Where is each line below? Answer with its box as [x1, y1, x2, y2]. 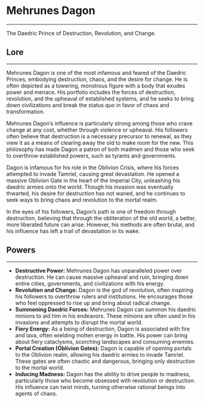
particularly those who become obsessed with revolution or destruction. [15, 377, 195, 384]
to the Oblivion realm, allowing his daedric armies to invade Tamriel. [15, 351, 185, 358]
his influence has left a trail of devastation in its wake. [6, 227, 141, 234]
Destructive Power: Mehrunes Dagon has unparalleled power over [15, 267, 183, 274]
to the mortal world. [15, 363, 65, 371]
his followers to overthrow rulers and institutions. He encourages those [15, 293, 193, 300]
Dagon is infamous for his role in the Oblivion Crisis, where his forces [6, 164, 179, 171]
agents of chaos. [15, 390, 58, 397]
